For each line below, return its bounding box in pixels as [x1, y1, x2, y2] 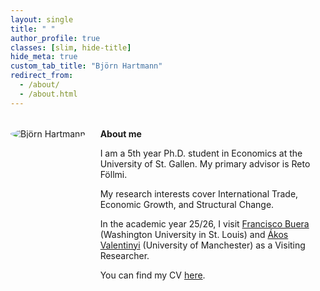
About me [99, 127, 142, 140]
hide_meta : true [10, 52, 78, 62]
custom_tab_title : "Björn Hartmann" [10, 61, 163, 71]
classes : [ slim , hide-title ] [10, 42, 132, 53]
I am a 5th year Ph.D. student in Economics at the [99, 147, 303, 159]
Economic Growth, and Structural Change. [99, 198, 275, 210]
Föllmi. [99, 168, 128, 180]
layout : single [10, 14, 74, 25]
